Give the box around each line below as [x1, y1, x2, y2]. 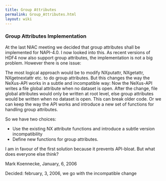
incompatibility [12, 131, 43, 137]
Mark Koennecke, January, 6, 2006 [5, 161, 77, 167]
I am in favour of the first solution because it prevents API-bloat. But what [5, 146, 155, 152]
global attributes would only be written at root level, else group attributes [5, 90, 154, 97]
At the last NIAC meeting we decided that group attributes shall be [5, 44, 140, 50]
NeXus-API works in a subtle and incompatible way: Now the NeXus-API [5, 80, 153, 86]
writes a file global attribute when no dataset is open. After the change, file [5, 85, 158, 91]
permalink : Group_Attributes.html [5, 12, 77, 17]
